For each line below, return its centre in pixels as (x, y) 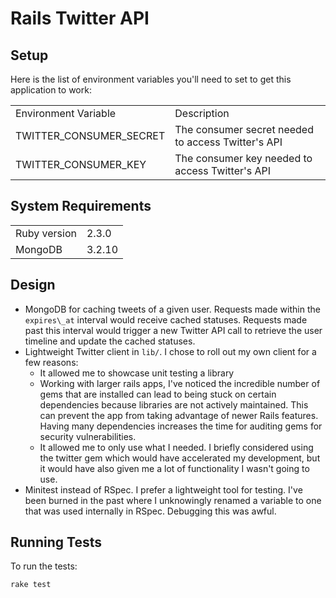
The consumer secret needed (244, 129)
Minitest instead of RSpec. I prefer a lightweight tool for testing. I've (163, 489)
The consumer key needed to (243, 158)
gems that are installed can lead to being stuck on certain (158, 394)
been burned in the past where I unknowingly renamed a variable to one (173, 500)
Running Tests (56, 542)
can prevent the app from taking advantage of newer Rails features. (179, 415)
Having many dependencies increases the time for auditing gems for (181, 426)
